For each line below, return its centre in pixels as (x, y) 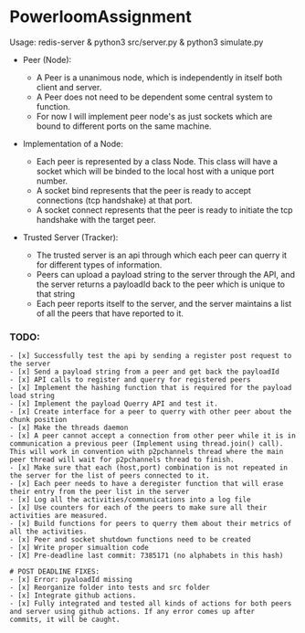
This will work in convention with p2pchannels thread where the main (147, 452)
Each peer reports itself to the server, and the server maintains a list (164, 303)
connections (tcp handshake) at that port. (115, 200)
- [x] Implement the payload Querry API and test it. (114, 404)
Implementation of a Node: (73, 143)
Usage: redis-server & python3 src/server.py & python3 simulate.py (137, 42)
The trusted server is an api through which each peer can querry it (162, 255)
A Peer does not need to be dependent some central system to (154, 97)
